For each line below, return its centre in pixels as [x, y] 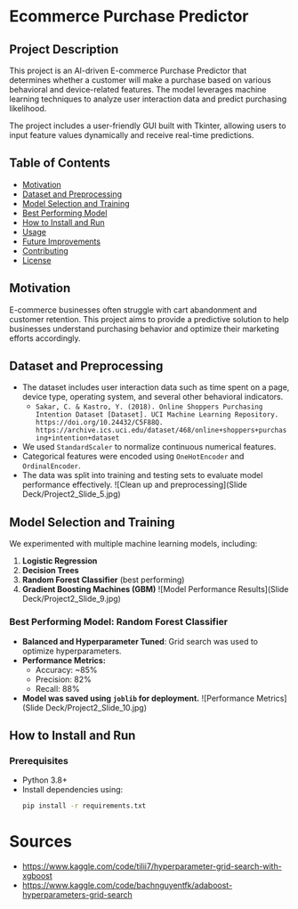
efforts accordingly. [45, 338]
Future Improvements [61, 241]
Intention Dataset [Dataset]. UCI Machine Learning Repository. [157, 415]
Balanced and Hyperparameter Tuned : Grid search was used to [140, 641]
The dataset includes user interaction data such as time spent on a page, [156, 387]
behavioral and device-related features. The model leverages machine [138, 89]
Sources [41, 842]
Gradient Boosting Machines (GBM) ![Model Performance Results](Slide [155, 589]
